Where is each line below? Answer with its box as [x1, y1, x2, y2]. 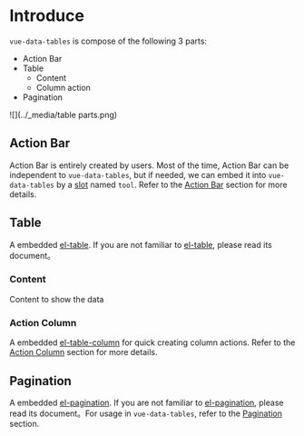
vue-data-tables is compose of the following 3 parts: [9, 35, 207, 46]
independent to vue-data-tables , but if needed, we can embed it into [9, 169, 267, 180]
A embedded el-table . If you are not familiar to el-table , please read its [9, 239, 272, 250]
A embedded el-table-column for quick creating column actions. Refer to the [9, 337, 296, 348]
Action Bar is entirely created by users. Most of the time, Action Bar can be [9, 160, 289, 171]
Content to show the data [9, 293, 104, 304]
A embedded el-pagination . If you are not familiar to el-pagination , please [9, 397, 284, 408]
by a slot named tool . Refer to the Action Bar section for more [55, 179, 288, 190]
